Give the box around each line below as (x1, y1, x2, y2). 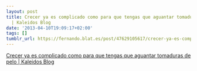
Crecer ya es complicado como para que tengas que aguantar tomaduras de (6, 52, 191, 59)
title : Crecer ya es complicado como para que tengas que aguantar (6, 14, 175, 20)
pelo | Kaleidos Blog (6, 58, 55, 65)
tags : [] (6, 31, 28, 36)
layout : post (6, 8, 38, 15)
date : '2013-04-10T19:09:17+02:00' (6, 25, 93, 31)
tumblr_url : (6, 36, 35, 42)
